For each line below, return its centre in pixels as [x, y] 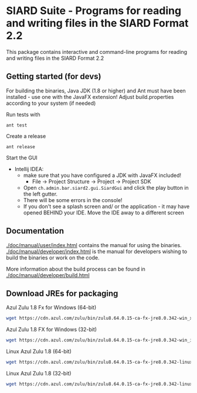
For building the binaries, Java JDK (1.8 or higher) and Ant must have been [96, 90]
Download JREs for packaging [62, 293]
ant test [17, 125]
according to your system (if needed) [51, 103]
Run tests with [23, 114]
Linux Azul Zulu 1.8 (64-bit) [39, 351]
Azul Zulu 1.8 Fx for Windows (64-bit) [51, 307]
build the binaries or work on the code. [53, 257]
